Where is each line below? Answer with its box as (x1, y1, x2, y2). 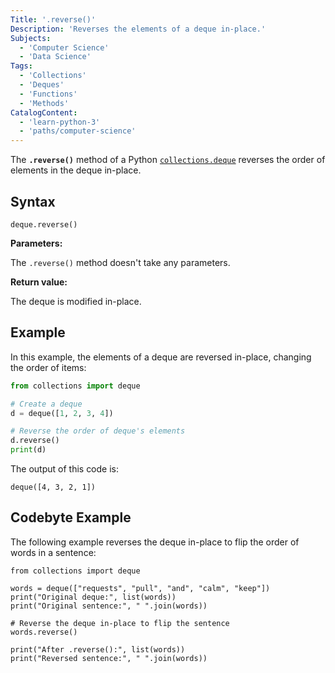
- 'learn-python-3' (19, 117, 101, 127)
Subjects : (10, 33, 52, 43)
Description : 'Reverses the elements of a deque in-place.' (10, 24, 267, 34)
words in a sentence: (10, 546, 97, 558)
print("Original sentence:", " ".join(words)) (10, 601, 208, 611)
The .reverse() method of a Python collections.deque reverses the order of (10, 154, 326, 166)
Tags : (10, 61, 33, 71)
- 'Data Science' (19, 52, 92, 62)
